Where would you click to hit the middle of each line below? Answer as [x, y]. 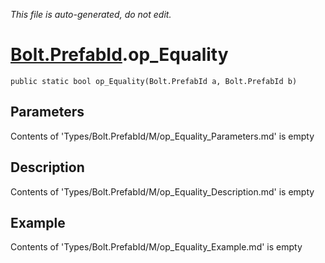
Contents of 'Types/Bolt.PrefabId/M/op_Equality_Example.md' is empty [156, 247]
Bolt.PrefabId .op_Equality [119, 55]
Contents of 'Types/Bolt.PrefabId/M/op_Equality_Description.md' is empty [162, 191]
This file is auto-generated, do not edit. [91, 14]
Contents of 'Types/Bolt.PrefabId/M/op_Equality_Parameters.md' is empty [162, 136]
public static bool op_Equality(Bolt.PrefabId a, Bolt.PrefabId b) [154, 81]
